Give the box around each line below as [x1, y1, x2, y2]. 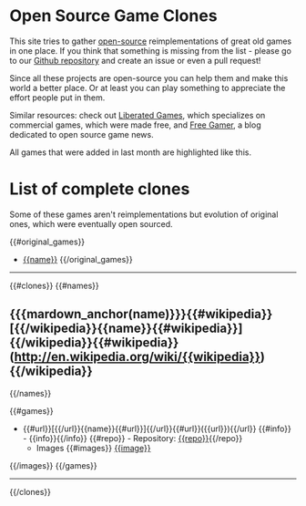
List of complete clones [9, 179, 190, 200]
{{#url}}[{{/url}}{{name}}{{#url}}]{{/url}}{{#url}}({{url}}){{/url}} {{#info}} [22, 423, 291, 434]
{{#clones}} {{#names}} [9, 280, 99, 291]
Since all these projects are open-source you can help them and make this [9, 72, 289, 83]
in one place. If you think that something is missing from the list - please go [9, 45, 291, 56]
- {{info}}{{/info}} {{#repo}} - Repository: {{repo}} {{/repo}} [22, 432, 243, 443]
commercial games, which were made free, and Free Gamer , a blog [9, 119, 261, 130]
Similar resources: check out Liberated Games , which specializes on [9, 109, 266, 120]
